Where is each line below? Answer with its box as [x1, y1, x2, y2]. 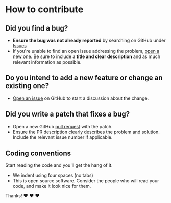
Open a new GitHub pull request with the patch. [12, 123, 113, 129]
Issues [12, 43, 27, 49]
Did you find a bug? [5, 24, 68, 33]
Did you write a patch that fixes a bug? [5, 110, 130, 119]
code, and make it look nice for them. [12, 183, 91, 189]
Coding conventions [5, 149, 71, 158]
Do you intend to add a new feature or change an [5, 74, 163, 82]
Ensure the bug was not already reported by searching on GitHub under [12, 37, 166, 43]
